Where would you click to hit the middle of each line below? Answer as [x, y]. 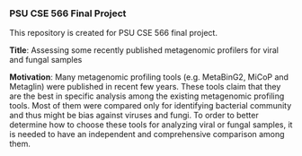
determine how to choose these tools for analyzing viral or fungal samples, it [151, 125]
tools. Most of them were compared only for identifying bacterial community [151, 106]
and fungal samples [46, 60]
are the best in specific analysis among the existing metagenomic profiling [147, 96]
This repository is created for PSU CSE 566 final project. [114, 33]
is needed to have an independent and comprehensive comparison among [147, 134]
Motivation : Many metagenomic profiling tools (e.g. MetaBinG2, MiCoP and [149, 77]
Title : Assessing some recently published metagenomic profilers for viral [144, 50]
